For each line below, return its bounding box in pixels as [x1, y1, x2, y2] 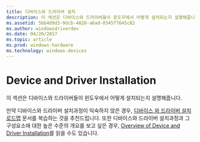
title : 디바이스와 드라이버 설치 [6, 8, 76, 15]
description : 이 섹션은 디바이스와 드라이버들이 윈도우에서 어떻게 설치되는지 [6, 14, 172, 20]
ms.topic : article [6, 37, 52, 43]
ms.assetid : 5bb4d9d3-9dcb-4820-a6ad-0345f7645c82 [6, 20, 135, 26]
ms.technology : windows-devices [6, 48, 87, 54]
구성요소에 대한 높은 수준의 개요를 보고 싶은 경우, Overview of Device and [6, 122, 181, 129]
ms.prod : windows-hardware [6, 43, 74, 49]
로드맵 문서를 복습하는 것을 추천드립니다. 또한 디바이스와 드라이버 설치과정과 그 [6, 114, 190, 122]
